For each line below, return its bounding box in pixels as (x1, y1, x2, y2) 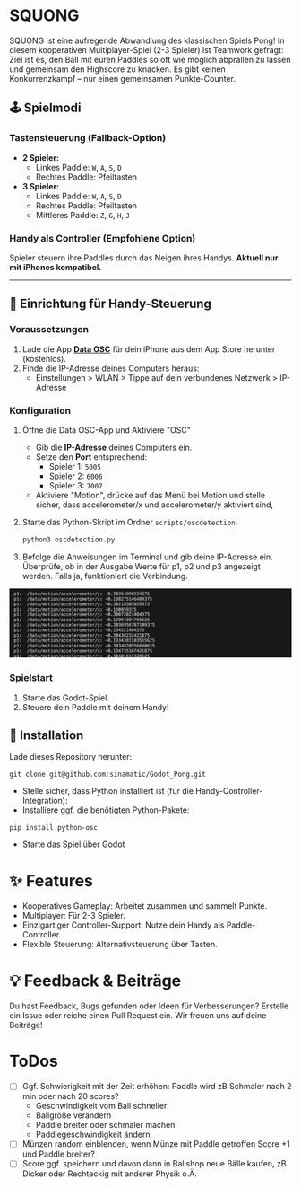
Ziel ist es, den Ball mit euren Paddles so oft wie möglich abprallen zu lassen (9, 54, 291, 65)
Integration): (21, 796, 68, 806)
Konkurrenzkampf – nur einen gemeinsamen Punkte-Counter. (9, 73, 236, 84)
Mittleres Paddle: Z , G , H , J (35, 209, 130, 220)
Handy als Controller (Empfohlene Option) (9, 232, 196, 244)
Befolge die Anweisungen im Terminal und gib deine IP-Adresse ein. (21, 551, 273, 562)
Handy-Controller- (195, 786, 263, 796)
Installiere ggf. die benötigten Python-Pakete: (21, 805, 190, 815)
